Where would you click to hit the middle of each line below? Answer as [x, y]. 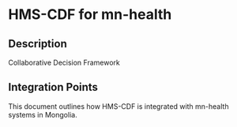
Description [38, 44]
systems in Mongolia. [43, 114]
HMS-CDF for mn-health [90, 15]
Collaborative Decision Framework [64, 62]
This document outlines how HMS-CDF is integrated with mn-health [118, 106]
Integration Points [53, 87]
